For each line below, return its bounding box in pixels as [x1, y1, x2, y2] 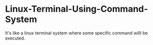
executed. [5, 35, 26, 41]
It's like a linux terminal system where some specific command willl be [5, 30, 148, 36]
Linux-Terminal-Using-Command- [5, 3, 148, 15]
